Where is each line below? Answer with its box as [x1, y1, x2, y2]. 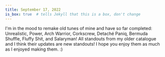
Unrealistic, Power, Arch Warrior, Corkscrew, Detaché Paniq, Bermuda [5, 30, 148, 36]
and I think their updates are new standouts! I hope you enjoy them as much [5, 41, 160, 47]
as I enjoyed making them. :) [5, 46, 63, 52]
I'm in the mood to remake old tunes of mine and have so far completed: [5, 25, 153, 31]
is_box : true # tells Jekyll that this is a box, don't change [5, 12, 141, 17]
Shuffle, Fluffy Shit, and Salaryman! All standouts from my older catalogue [5, 35, 157, 42]
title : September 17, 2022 [5, 7, 61, 12]
